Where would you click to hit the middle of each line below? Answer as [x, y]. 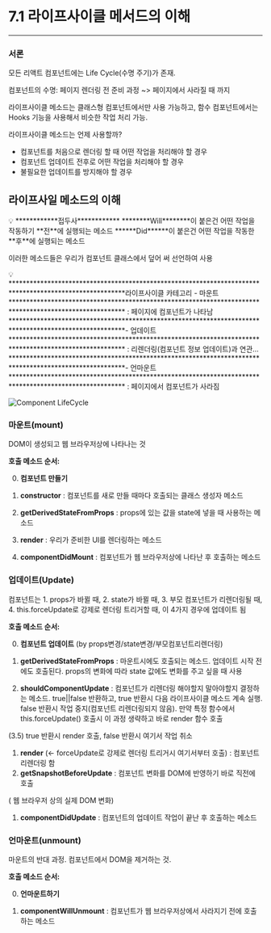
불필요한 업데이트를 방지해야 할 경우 [76, 172]
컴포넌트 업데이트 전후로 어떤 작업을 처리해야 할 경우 [102, 162]
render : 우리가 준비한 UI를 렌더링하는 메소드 [91, 540]
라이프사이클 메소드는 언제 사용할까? [65, 135]
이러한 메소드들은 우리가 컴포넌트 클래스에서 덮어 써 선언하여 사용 [111, 258]
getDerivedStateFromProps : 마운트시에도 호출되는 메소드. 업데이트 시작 [137, 661]
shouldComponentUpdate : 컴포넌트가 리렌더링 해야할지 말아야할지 [129, 688]
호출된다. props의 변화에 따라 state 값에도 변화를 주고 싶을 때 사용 [139, 670]
